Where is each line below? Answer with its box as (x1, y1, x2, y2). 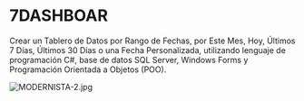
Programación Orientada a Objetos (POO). (9, 64, 167, 75)
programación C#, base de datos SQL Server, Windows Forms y (9, 54, 249, 65)
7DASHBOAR (9, 5, 109, 26)
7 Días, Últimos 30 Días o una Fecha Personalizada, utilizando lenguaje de (9, 44, 286, 55)
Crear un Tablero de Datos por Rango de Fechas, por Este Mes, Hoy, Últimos (9, 35, 296, 46)
